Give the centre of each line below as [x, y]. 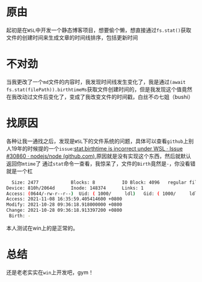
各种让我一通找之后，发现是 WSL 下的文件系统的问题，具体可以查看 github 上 [97, 141]
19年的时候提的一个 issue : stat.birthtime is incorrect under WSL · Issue [97, 148]
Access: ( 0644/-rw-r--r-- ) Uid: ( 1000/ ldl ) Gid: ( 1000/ [91, 193]
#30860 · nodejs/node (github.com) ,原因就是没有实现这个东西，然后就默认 [99, 156]
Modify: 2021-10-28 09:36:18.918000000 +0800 [64, 205]
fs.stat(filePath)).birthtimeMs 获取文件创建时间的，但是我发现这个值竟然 [99, 89]
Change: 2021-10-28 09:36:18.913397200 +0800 [64, 211]
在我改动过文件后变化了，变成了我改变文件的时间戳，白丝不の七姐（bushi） [100, 97]
